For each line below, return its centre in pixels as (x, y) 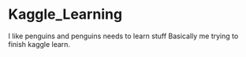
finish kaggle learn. (39, 44)
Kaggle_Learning (65, 14)
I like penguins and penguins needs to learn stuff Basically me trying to (123, 36)
